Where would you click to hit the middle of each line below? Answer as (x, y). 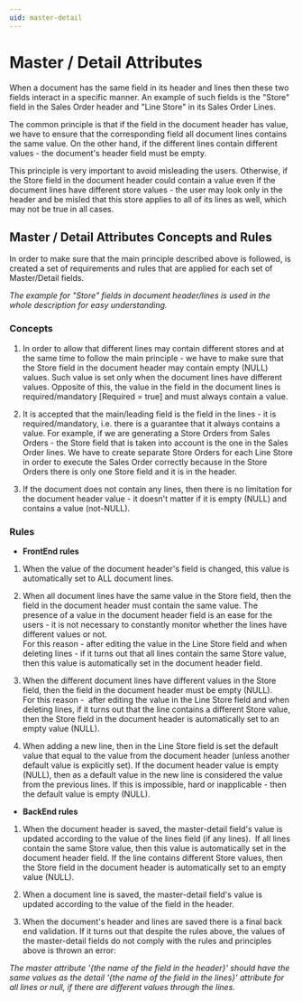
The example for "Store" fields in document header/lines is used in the (140, 295)
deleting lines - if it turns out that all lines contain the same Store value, (154, 653)
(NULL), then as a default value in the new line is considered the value (152, 774)
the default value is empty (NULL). (86, 794)
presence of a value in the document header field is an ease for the (147, 614)
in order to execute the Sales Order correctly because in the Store (145, 462)
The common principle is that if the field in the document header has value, (149, 124)
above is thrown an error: (69, 950)
